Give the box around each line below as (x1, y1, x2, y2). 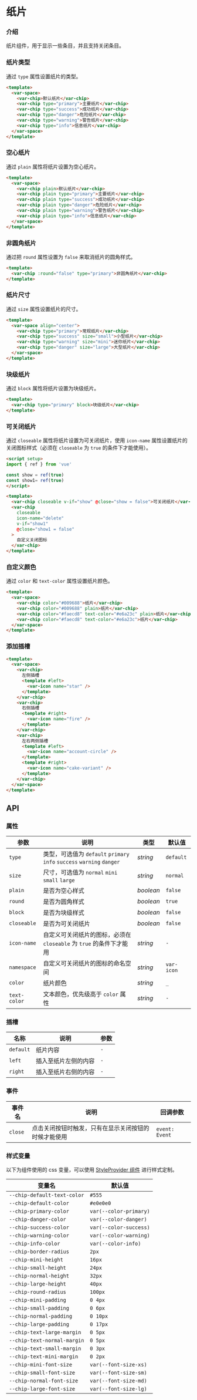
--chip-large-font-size (9, 1386, 76, 1392)
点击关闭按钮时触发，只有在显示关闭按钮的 (32, 1124, 150, 1132)
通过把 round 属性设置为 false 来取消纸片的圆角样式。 (6, 253, 136, 260)
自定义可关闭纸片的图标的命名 (43, 959, 125, 967)
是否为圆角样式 (43, 898, 84, 906)
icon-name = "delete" (16, 515, 64, 521)
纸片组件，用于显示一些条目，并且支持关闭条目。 (6, 42, 124, 49)
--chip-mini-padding (9, 1297, 66, 1304)
